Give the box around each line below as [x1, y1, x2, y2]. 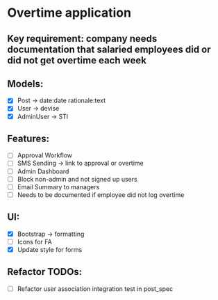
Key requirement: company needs [7, 33, 158, 45]
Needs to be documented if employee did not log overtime [17, 190, 185, 199]
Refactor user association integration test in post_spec [17, 284, 174, 293]
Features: [7, 132, 50, 144]
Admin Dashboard [17, 167, 69, 175]
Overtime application [7, 5, 132, 21]
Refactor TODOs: [7, 266, 83, 278]
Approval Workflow [17, 151, 73, 159]
